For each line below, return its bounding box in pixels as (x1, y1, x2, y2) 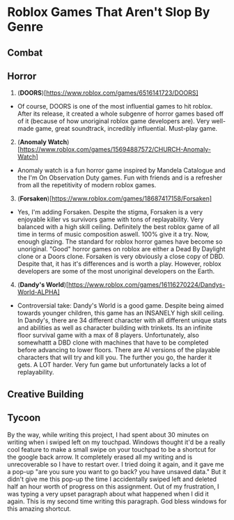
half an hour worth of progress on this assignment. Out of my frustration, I (7, 482, 219, 491)
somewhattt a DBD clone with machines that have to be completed (17, 338, 209, 347)
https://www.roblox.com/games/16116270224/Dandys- (68, 281, 226, 289)
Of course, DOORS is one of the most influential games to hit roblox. (17, 102, 213, 111)
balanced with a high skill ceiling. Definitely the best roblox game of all (17, 223, 219, 231)
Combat (7, 47, 43, 58)
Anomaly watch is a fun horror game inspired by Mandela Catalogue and (17, 166, 226, 175)
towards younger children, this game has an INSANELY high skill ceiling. (17, 309, 224, 317)
